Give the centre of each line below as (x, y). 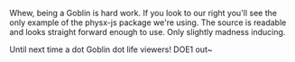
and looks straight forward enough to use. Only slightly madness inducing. (147, 32)
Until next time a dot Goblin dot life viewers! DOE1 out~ (111, 49)
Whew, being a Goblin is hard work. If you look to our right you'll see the (143, 13)
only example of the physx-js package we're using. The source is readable (148, 22)
